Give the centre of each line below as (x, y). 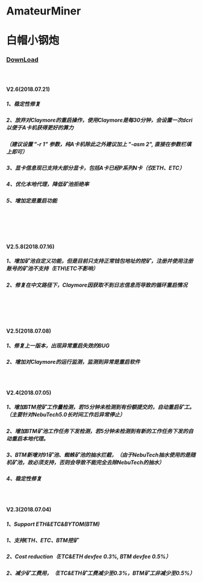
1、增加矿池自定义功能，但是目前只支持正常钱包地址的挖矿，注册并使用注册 (100, 261)
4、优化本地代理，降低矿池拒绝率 (48, 184)
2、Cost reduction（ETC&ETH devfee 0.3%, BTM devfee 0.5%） (89, 557)
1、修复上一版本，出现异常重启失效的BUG (58, 345)
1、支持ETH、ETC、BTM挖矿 (42, 540)
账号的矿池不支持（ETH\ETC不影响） (52, 269)
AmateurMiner (44, 11)
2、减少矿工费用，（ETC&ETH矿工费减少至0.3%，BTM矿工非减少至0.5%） (101, 573)
